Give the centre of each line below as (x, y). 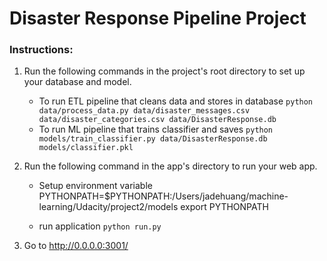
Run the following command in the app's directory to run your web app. (170, 166)
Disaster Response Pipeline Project (158, 18)
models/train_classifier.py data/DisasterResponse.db (153, 139)
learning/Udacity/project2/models (108, 207)
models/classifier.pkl (86, 148)
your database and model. (77, 82)
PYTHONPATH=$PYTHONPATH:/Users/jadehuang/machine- (163, 196)
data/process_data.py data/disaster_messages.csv (144, 111)
